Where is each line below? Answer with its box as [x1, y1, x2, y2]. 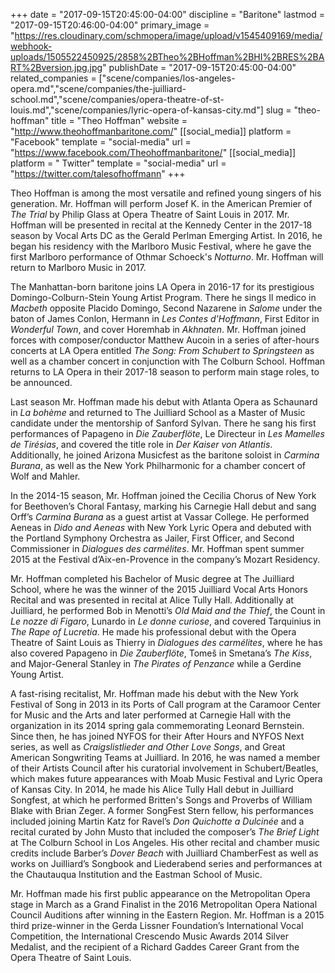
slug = [265, 104, 292, 116]
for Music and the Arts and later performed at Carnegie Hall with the [10, 709, 292, 721]
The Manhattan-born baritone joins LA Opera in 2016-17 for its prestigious [10, 281, 315, 293]
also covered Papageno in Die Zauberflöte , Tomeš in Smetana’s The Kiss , [10, 647, 313, 659]
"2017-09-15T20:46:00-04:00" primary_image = [10, 19, 210, 31]
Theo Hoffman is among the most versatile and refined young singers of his [10, 187, 322, 199]
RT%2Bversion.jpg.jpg [10, 62, 103, 73]
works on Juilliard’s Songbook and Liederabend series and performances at [10, 858, 323, 869]
